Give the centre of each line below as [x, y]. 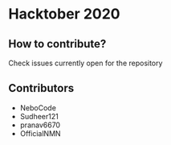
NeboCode [38, 108]
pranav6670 [40, 125]
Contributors [41, 88]
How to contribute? [57, 44]
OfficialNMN [41, 133]
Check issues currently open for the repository [85, 63]
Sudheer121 [39, 116]
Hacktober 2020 [64, 14]
